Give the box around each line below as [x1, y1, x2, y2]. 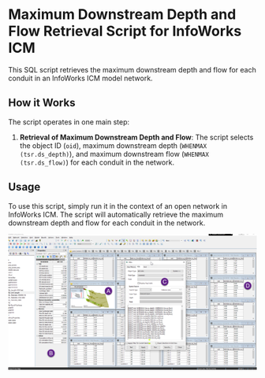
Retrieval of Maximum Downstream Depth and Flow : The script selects [19, 132, 254, 142]
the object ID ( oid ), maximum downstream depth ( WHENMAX [19, 140, 207, 150]
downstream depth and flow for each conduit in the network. [8, 218, 206, 228]
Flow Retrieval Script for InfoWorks [8, 22, 242, 40]
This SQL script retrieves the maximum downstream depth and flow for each [8, 65, 256, 74]
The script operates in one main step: [8, 117, 130, 127]
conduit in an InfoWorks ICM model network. [8, 73, 153, 83]
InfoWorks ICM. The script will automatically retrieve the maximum [8, 209, 224, 219]
